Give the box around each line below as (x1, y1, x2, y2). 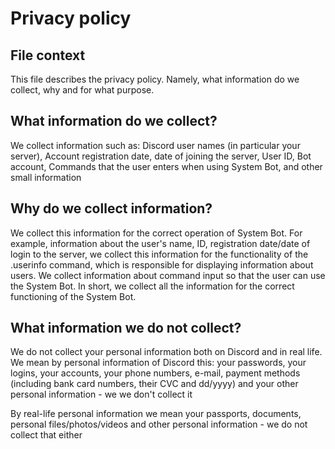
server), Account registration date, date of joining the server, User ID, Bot (10, 150, 312, 162)
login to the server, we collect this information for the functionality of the (10, 248, 309, 260)
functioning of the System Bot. (10, 290, 137, 302)
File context (10, 47, 86, 64)
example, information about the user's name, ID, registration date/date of (10, 237, 311, 249)
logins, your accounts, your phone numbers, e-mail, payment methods (10, 367, 301, 379)
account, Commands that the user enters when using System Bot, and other (10, 160, 323, 172)
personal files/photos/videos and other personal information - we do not (10, 418, 308, 431)
